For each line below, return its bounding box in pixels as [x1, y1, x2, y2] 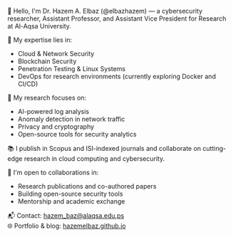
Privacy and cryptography [17, 122, 95, 131]
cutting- [202, 144, 227, 152]
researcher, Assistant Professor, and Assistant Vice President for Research [7, 14, 227, 23]
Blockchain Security [17, 57, 77, 65]
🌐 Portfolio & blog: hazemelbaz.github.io [7, 221, 126, 230]
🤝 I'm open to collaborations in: [7, 168, 99, 177]
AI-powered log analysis [17, 107, 90, 115]
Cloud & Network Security [17, 50, 95, 58]
